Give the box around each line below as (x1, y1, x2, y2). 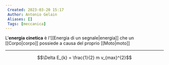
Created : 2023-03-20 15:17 (7, 7, 64, 12)
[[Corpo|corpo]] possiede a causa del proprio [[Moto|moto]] (5, 40, 130, 46)
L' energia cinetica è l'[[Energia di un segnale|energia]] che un (5, 35, 134, 41)
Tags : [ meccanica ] (7, 21, 46, 26)
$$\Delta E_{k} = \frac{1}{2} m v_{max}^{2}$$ (37, 54, 132, 60)
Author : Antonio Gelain (7, 12, 57, 17)
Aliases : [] (7, 16, 33, 21)
